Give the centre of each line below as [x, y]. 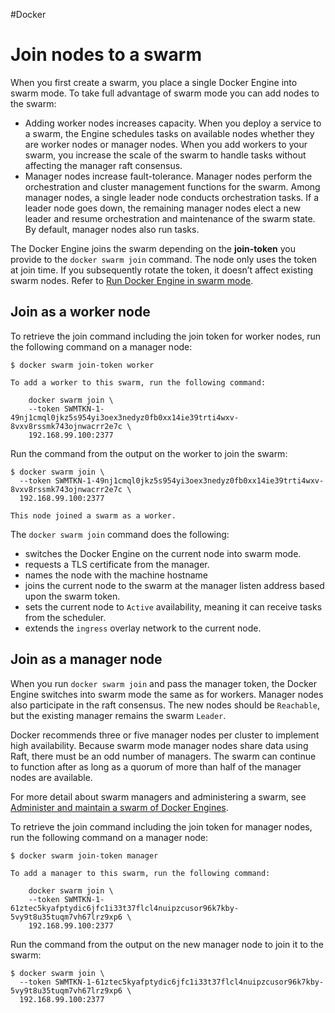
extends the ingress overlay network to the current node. [143, 628]
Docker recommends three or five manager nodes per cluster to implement [165, 735]
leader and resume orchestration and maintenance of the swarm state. [170, 218]
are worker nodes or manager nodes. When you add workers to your [166, 144]
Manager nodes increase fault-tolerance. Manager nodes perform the [168, 176]
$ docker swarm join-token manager [84, 855]
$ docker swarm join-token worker [82, 365]
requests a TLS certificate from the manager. [117, 564]
